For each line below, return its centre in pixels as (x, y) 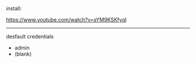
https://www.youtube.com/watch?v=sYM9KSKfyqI (66, 20)
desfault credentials (30, 36)
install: (14, 8)
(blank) (23, 54)
